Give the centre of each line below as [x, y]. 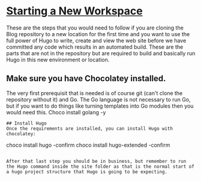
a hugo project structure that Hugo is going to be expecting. [87, 172]
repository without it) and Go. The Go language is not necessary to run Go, [98, 99]
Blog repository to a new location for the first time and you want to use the [98, 34]
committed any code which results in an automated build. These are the [95, 47]
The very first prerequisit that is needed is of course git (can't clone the [94, 93]
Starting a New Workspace [74, 11]
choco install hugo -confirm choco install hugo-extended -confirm [88, 145]
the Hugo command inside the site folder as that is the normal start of [100, 167]
